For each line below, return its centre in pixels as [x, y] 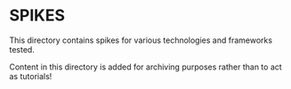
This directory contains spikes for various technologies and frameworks [141, 40]
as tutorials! [31, 76]
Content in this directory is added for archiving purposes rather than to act [145, 67]
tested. [22, 49]
